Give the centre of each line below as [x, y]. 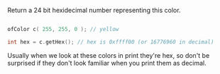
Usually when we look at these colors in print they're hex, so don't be [109, 55]
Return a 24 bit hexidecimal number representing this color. [94, 10]
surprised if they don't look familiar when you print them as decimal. [107, 63]
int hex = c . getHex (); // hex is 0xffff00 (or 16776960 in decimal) [111, 42]
